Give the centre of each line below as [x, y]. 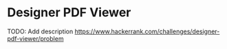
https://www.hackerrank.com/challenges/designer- [147, 31]
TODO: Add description [40, 31]
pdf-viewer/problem [35, 38]
